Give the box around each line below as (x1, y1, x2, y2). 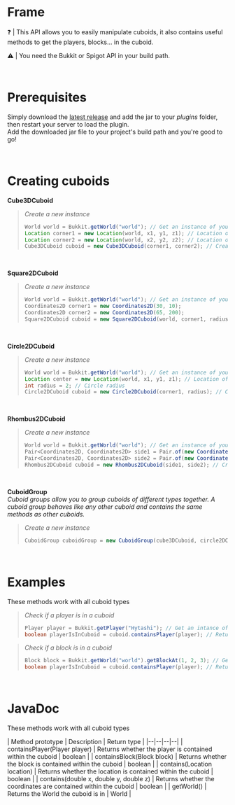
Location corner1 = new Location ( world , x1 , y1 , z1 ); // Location (24, 230, 222, 237)
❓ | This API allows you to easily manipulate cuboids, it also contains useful (7, 27, 223, 36)
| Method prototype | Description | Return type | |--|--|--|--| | (7, 738, 183, 746)
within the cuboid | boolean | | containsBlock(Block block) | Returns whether (7, 752, 227, 761)
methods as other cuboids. (7, 510, 85, 518)
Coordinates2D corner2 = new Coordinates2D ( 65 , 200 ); (24, 309, 185, 316)
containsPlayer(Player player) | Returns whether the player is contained (7, 745, 213, 753)
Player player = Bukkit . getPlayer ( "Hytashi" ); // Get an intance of (24, 624, 229, 631)
